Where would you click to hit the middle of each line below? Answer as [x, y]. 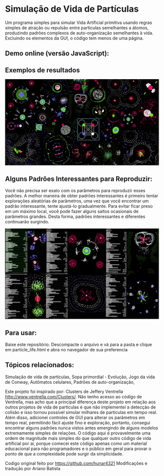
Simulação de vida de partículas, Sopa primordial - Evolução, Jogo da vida [80, 377]
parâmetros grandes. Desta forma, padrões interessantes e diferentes [75, 216]
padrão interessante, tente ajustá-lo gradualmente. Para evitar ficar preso [79, 206]
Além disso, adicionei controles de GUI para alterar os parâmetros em [75, 417]
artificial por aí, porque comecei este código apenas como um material [76, 443]
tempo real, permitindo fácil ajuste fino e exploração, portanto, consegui [78, 422]
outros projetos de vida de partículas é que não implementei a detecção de [81, 407]
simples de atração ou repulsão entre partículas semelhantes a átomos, [77, 27]
